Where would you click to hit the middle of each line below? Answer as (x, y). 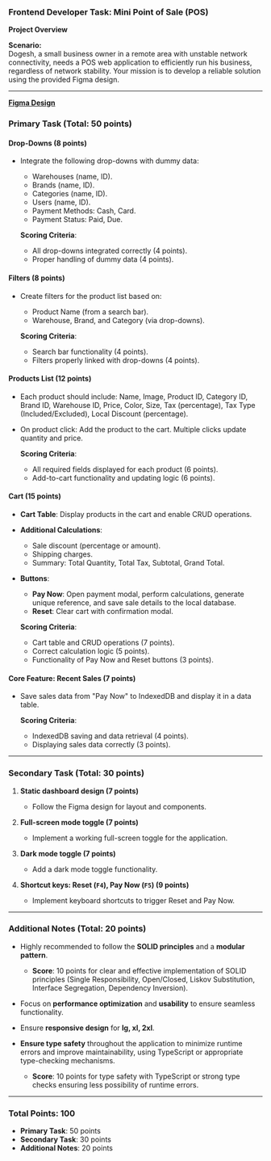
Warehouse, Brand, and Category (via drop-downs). (119, 320)
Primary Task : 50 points (60, 1131)
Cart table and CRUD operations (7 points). (103, 643)
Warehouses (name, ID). (72, 177)
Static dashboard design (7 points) (79, 791)
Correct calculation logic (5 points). (91, 651)
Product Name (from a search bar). (90, 311)
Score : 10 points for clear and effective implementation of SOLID (139, 970)
